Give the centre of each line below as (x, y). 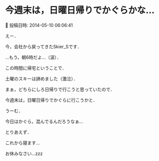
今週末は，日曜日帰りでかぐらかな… (80, 10)
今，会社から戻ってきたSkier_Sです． (43, 46)
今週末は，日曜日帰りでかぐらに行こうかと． (51, 100)
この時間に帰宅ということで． (36, 68)
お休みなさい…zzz (24, 153)
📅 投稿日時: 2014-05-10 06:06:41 (39, 25)
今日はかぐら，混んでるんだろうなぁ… (44, 121)
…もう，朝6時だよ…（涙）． (33, 57)
